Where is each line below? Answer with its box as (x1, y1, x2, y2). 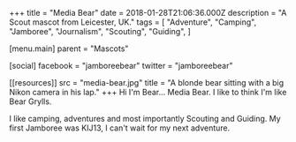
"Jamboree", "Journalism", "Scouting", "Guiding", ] (9, 26, 192, 36)
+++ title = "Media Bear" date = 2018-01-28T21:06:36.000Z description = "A (9, 8, 287, 18)
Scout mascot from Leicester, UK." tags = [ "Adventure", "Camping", (9, 17, 257, 27)
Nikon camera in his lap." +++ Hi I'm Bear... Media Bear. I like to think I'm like (9, 87, 287, 97)
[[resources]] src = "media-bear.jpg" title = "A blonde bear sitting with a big (9, 78, 285, 87)
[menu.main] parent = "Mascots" (9, 43, 129, 54)
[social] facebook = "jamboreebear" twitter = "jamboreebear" (9, 61, 233, 71)
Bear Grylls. (9, 96, 52, 107)
